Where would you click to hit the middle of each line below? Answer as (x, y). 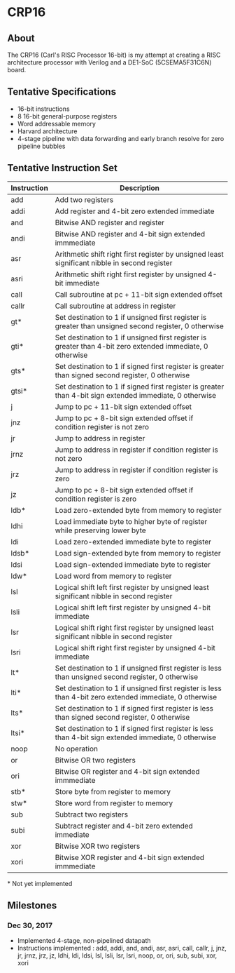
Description (140, 188)
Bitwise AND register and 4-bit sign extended (130, 234)
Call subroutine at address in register (115, 306)
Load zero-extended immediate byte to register (133, 542)
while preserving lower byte (101, 530)
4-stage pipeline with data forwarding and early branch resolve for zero (121, 138)
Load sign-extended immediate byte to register (133, 564)
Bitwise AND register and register (110, 222)
